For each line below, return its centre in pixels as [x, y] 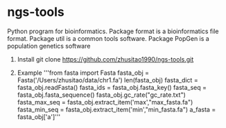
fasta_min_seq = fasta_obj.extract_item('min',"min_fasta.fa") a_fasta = [116, 109]
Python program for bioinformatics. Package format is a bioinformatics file [113, 31]
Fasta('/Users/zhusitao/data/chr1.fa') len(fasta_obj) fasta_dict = [108, 80]
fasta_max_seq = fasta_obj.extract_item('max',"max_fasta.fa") [105, 102]
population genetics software [49, 46]
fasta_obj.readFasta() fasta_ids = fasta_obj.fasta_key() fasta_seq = [112, 87]
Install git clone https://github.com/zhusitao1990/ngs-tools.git [105, 59]
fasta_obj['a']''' [39, 117]
